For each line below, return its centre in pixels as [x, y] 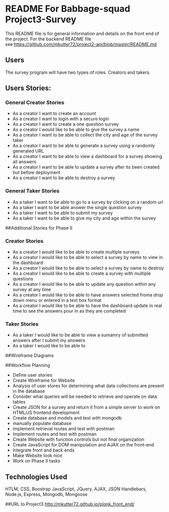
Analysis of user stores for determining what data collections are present [88, 386]
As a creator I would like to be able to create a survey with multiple [82, 274]
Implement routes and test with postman [54, 434]
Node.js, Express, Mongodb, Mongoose [46, 494]
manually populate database [42, 423]
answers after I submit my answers [49, 340]
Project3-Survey [41, 19]
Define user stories [32, 375]
